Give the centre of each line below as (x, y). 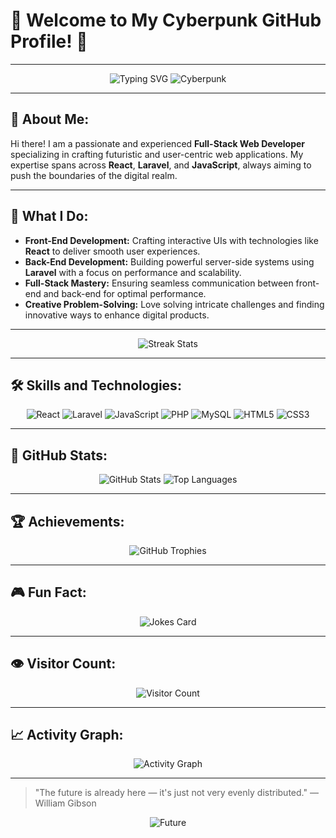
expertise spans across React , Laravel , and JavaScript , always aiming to (161, 165)
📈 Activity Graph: (67, 735)
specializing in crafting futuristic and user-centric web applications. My (157, 154)
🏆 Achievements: (67, 521)
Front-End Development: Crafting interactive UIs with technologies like (171, 240)
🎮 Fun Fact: (48, 592)
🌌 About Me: (50, 119)
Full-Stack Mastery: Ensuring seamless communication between (159, 283)
